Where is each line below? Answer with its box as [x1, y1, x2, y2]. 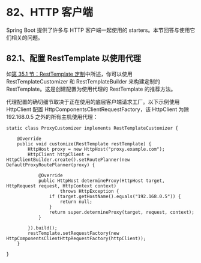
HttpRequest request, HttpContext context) [6, 183, 117, 189]
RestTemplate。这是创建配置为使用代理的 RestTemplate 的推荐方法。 [6, 85, 176, 92]
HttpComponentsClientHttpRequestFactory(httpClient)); [6, 235, 146, 241]
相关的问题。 [11, 34, 43, 41]
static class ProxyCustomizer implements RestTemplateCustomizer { [6, 125, 179, 131]
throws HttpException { [59, 188, 119, 194]
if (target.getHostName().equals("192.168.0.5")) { [49, 193, 181, 199]
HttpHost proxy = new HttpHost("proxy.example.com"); [28, 146, 165, 152]
